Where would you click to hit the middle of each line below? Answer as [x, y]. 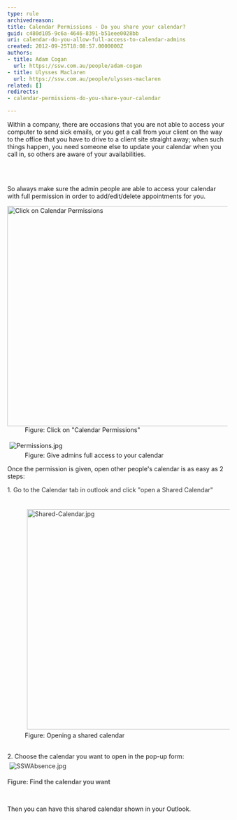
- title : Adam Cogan [37, 60]
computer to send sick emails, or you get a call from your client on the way [115, 132]
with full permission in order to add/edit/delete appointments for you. [107, 196]
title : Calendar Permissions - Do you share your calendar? [97, 27]
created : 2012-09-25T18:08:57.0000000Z [65, 46]
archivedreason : [31, 20]
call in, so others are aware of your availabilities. [77, 154]
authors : [20, 53]
